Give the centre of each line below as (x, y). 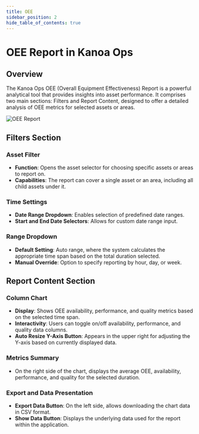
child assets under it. (40, 187)
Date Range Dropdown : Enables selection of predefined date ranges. (99, 215)
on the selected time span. (47, 317)
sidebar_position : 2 (32, 17)
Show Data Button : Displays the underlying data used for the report (98, 418)
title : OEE (20, 12)
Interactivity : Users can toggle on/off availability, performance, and (98, 324)
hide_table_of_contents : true (44, 23)
